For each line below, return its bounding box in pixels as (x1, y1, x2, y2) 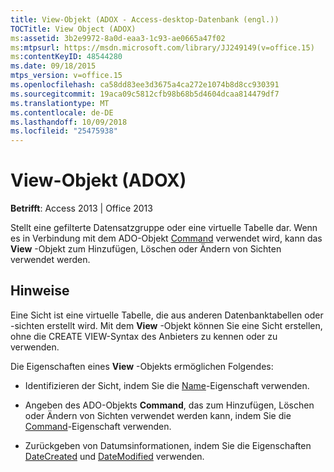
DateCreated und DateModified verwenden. (24, 450, 205, 462)
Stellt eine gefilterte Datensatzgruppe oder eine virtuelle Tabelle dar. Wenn (10, 222, 318, 234)
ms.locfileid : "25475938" (10, 126, 118, 136)
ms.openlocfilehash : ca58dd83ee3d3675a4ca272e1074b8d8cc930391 (10, 80, 280, 90)
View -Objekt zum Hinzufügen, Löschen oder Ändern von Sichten (10, 243, 282, 255)
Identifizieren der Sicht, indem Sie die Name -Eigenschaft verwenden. (24, 379, 310, 391)
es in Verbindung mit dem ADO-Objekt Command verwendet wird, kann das (10, 232, 323, 245)
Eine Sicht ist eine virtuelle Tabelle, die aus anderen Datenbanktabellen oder (10, 309, 324, 321)
